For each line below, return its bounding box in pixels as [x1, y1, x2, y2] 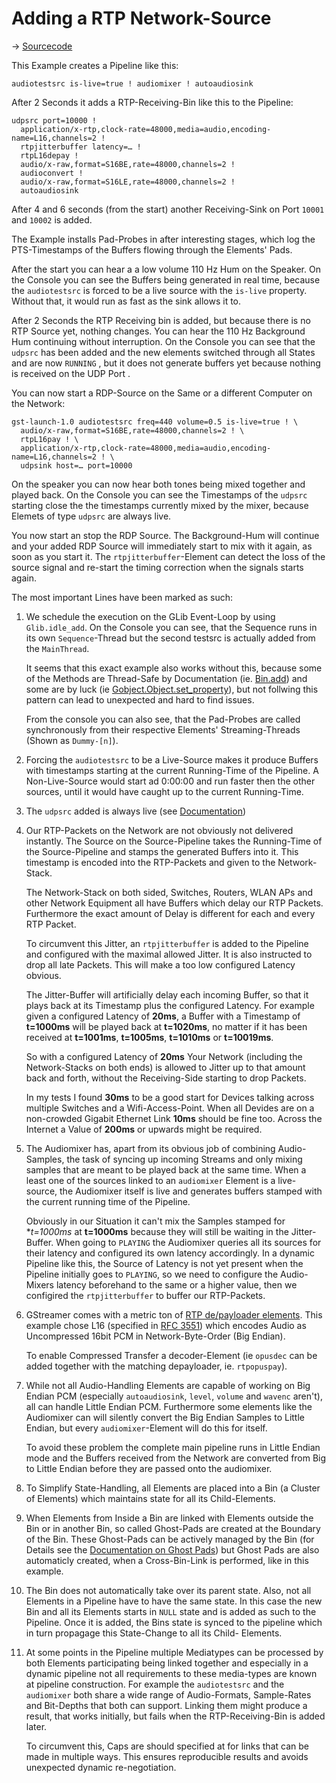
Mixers [25, 1278, 54, 1291]
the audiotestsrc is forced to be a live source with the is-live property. [11, 284, 308, 296]
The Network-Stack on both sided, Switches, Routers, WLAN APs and [25, 886, 314, 898]
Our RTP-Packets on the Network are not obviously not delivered [25, 824, 294, 836]
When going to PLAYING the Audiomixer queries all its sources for [55, 1236, 322, 1248]
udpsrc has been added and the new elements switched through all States [11, 346, 316, 358]
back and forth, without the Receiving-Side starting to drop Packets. [25, 1072, 307, 1084]
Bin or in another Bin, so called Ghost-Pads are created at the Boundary [25, 1522, 321, 1534]
